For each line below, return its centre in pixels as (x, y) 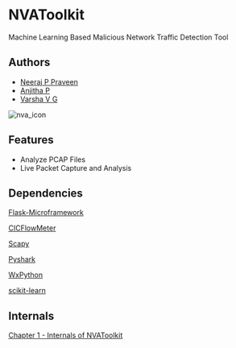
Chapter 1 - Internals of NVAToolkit (66, 335)
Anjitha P (35, 90)
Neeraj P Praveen (49, 81)
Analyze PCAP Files (53, 159)
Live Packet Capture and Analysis (76, 168)
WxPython (25, 275)
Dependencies (46, 193)
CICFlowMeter (32, 228)
